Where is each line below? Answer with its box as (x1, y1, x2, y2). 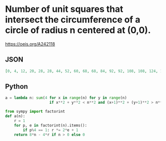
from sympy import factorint (5, 109, 65, 114)
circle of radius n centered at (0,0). (5, 25, 151, 36)
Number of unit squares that (5, 3, 124, 15)
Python (5, 82, 28, 91)
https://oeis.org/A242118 (5, 41, 55, 47)
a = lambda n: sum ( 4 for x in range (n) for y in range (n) (5, 95, 127, 100)
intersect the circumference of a (5, 14, 141, 25)
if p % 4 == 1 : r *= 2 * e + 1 (23, 128, 79, 133)
